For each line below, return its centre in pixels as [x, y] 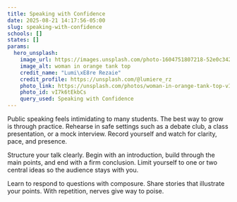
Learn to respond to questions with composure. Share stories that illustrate [116, 183]
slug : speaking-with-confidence [55, 27]
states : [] [23, 40]
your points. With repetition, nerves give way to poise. [86, 191]
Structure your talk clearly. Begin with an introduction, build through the [111, 155]
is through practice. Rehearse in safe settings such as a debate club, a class [118, 126]
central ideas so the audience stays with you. [73, 170]
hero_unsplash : [36, 53]
